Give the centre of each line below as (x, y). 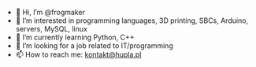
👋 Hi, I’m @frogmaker (50, 12)
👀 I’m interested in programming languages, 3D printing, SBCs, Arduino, (132, 20)
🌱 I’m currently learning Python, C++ (75, 37)
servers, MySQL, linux (52, 29)
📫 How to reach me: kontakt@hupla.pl (78, 54)
